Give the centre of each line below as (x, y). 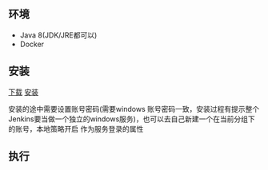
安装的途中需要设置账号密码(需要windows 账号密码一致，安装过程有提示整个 (134, 109)
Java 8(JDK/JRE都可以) (58, 35)
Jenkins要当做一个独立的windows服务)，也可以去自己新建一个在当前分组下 (132, 119)
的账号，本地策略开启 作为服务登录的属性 (76, 128)
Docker (32, 44)
